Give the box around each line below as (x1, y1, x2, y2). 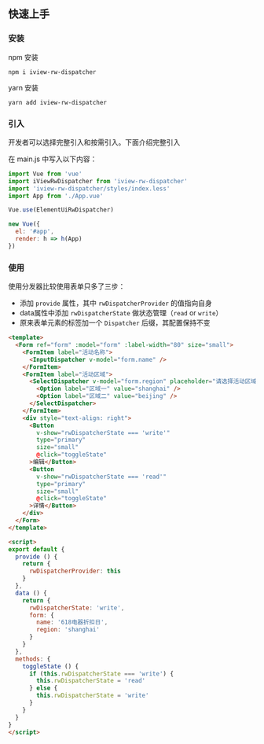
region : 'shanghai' (36, 626, 101, 634)
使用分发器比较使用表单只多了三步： (8, 282, 126, 291)
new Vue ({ (8, 220, 41, 228)
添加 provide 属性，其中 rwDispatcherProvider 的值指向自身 (19, 298, 212, 308)
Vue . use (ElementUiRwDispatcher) (8, 206, 114, 214)
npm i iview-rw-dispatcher (8, 68, 97, 76)
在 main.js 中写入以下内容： (8, 154, 97, 164)
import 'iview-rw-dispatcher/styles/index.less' (8, 184, 170, 193)
